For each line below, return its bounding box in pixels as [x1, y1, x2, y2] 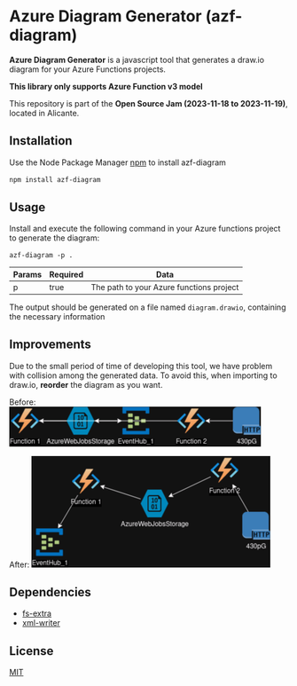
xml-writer [21, 618, 60, 628]
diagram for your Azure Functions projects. [9, 64, 167, 75]
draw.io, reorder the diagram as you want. [9, 379, 163, 390]
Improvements [9, 337, 91, 352]
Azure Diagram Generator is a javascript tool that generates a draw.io [9, 54, 264, 65]
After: [9, 559, 30, 570]
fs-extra [21, 608, 51, 619]
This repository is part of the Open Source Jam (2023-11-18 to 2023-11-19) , [9, 98, 288, 108]
